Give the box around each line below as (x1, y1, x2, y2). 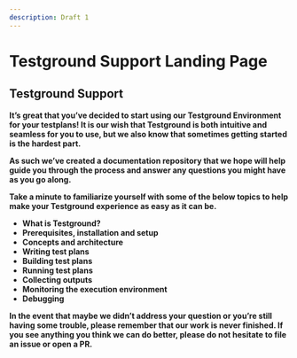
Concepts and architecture (21, 237, 124, 247)
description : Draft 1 (9, 12, 90, 22)
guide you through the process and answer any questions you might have (9, 165, 286, 175)
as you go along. (9, 174, 72, 184)
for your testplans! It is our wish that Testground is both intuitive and (9, 119, 268, 129)
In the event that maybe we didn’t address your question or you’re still (9, 310, 273, 321)
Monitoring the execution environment (21, 284, 168, 294)
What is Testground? (21, 218, 101, 229)
